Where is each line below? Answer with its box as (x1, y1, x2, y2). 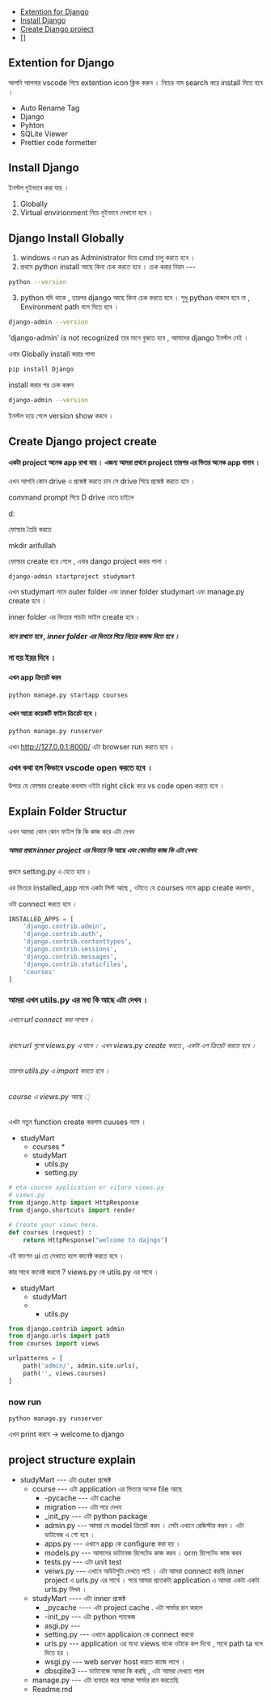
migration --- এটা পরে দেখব (44, 1502, 122, 1512)
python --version (8, 278, 67, 286)
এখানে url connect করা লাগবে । (8, 1015, 95, 1024)
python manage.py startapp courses (8, 691, 129, 699)
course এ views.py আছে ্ (8, 1091, 91, 1101)
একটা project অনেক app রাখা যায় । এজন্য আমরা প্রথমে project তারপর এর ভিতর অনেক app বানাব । (8, 457, 260, 467)
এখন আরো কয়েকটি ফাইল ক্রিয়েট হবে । (8, 709, 99, 719)
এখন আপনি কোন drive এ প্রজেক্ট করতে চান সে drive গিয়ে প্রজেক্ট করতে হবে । (8, 476, 196, 486)
